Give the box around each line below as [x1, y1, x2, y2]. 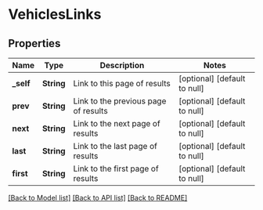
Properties [8, 37, 61, 50]
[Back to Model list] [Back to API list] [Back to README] [8, 194, 188, 202]
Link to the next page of [73, 118, 160, 129]
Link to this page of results [73, 78, 171, 89]
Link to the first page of [73, 163, 159, 174]
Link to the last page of [73, 141, 158, 151]
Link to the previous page [73, 96, 167, 107]
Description [99, 60, 145, 71]
